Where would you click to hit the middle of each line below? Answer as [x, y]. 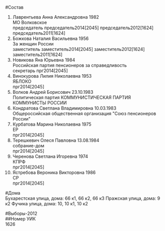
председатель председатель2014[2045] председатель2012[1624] [83, 28]
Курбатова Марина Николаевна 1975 [52, 124]
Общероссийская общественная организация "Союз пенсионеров [84, 113]
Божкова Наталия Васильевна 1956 [51, 38]
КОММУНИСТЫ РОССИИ [39, 103]
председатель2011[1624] [39, 33]
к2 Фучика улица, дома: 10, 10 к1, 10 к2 [47, 204]
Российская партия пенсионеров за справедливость [70, 65]
